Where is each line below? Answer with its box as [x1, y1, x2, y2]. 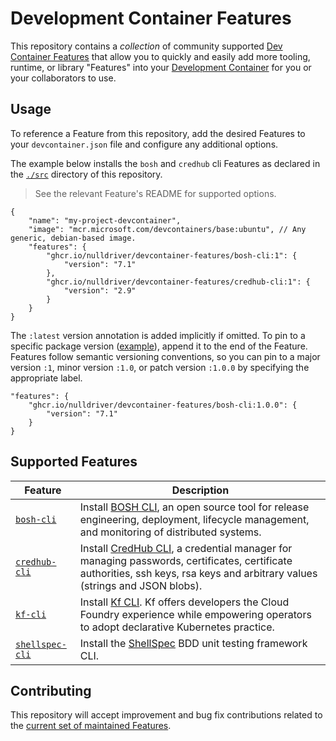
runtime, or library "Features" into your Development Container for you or [10, 61, 312, 73]
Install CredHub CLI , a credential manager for [79, 541, 293, 555]
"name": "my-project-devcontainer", [28, 215, 182, 226]
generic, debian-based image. [10, 233, 137, 243]
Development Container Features [10, 7, 292, 30]
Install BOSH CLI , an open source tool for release [79, 500, 310, 514]
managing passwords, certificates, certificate [79, 553, 293, 567]
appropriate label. [10, 372, 83, 384]
